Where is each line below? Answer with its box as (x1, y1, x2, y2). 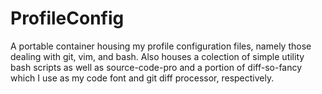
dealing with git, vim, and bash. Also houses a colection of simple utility (10, 50, 305, 62)
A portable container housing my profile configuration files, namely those (10, 40, 312, 52)
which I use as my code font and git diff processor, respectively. (10, 72, 275, 84)
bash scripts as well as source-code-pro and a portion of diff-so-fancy (10, 61, 303, 73)
